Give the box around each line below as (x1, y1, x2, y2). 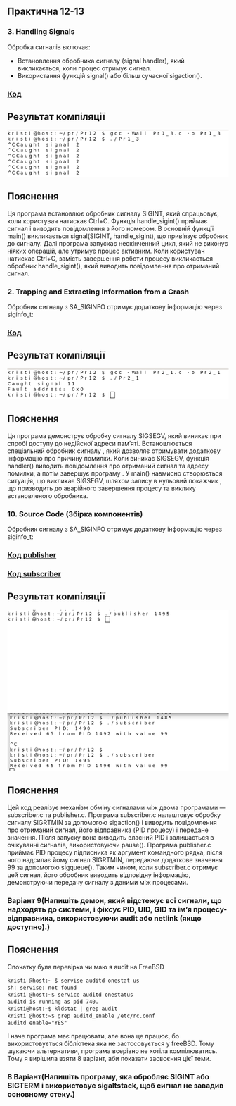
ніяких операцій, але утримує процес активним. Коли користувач (7, 247, 205, 255)
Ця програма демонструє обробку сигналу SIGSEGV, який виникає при (7, 431, 221, 440)
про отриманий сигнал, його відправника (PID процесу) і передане (7, 826, 209, 834)
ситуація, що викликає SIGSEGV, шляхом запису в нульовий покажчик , (7, 476, 223, 485)
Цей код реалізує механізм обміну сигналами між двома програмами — (7, 803, 226, 812)
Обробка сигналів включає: (7, 42, 91, 51)
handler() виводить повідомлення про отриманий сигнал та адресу (7, 461, 209, 470)
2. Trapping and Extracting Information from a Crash (7, 287, 190, 297)
